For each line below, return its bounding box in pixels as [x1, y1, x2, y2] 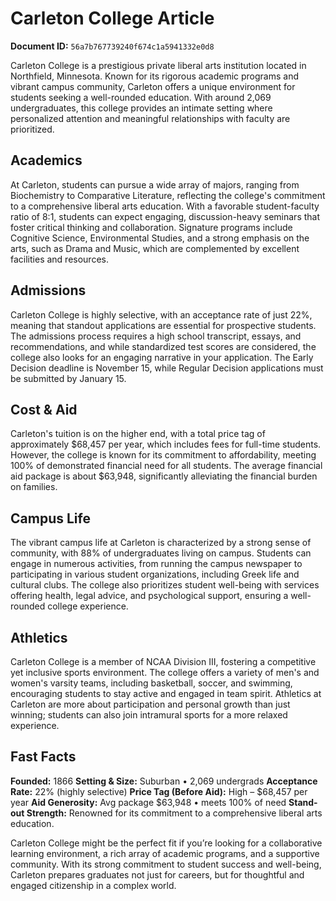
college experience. [47, 600, 129, 612]
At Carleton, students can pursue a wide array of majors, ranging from [10, 178, 300, 191]
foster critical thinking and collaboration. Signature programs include [10, 221, 293, 233]
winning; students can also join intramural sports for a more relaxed [10, 709, 288, 721]
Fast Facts [10, 748, 77, 766]
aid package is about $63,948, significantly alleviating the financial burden [10, 470, 318, 482]
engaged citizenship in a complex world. [10, 879, 177, 891]
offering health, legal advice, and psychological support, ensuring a [10, 590, 289, 602]
